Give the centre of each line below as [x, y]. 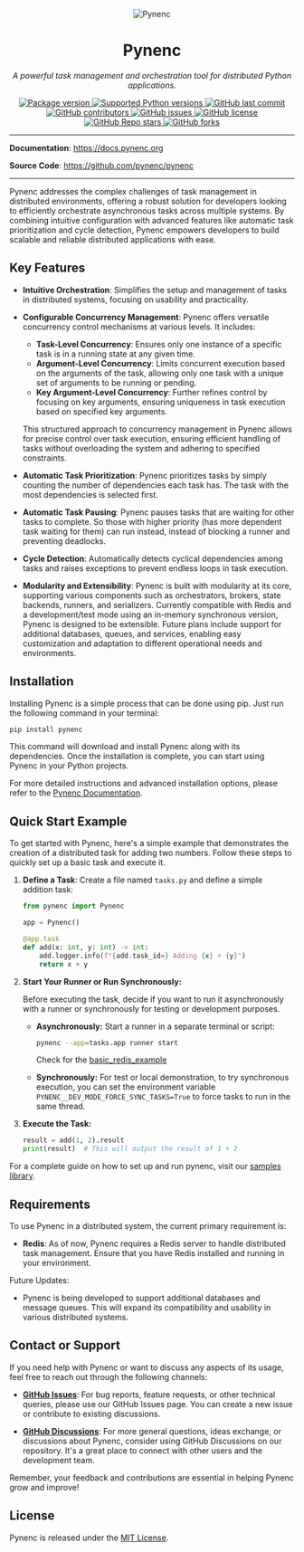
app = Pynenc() [51, 923]
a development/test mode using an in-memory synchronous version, [150, 614]
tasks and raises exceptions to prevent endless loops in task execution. [155, 568]
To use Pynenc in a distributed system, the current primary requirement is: [148, 1225]
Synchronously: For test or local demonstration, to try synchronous [162, 1078]
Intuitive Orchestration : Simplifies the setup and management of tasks [155, 290]
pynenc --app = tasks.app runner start [107, 1043]
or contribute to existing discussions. [91, 1414]
